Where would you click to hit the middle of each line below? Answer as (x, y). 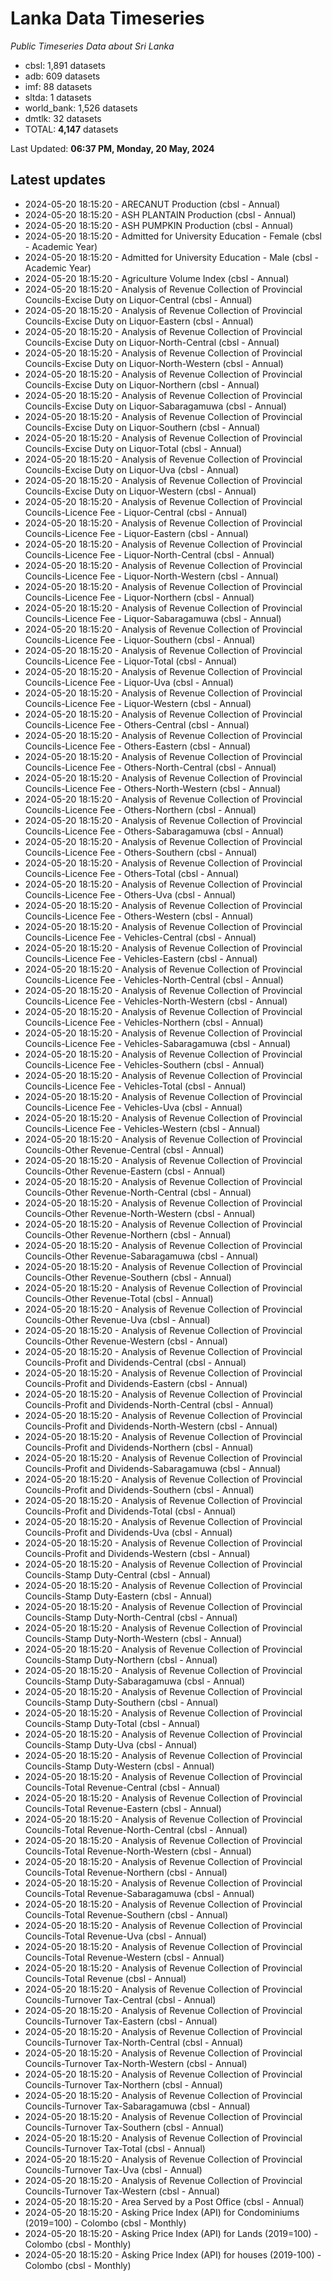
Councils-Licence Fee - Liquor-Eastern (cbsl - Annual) (136, 533)
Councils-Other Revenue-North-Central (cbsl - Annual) (138, 1192)
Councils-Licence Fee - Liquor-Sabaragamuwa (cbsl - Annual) (153, 618)
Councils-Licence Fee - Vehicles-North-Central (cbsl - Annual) (154, 979)
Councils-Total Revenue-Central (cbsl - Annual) (122, 1787)
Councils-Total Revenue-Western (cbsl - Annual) (124, 1957)
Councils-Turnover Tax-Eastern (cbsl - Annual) (121, 2021)
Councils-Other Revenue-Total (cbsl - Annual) (119, 1298)
